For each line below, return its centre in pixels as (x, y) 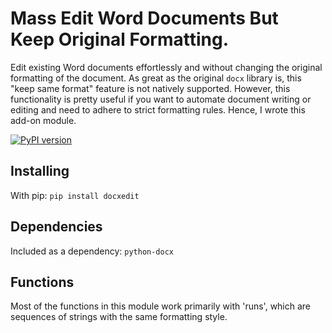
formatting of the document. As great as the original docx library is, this (156, 78)
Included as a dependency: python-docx (92, 251)
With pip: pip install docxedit (75, 195)
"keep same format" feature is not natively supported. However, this (150, 88)
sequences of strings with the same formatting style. (119, 317)
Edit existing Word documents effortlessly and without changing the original (166, 67)
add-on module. (43, 120)
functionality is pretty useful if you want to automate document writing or (161, 99)
